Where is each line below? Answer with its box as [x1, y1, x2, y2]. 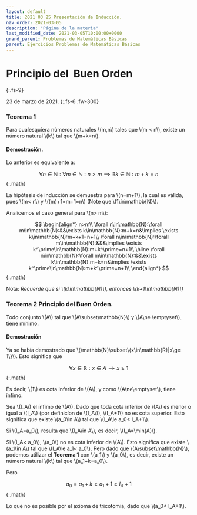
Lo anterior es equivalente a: [6, 159, 75, 166]
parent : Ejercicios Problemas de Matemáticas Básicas [6, 42, 141, 48]
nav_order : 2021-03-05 [6, 19, 62, 25]
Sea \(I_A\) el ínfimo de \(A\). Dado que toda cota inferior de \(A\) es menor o [6, 403, 191, 410]
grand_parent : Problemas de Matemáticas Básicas [6, 36, 128, 42]
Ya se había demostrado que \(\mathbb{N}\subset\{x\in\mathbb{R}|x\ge [6, 346, 181, 353]
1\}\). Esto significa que [6, 352, 62, 360]
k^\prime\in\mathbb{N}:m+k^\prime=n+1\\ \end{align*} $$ [28, 265, 169, 272]
